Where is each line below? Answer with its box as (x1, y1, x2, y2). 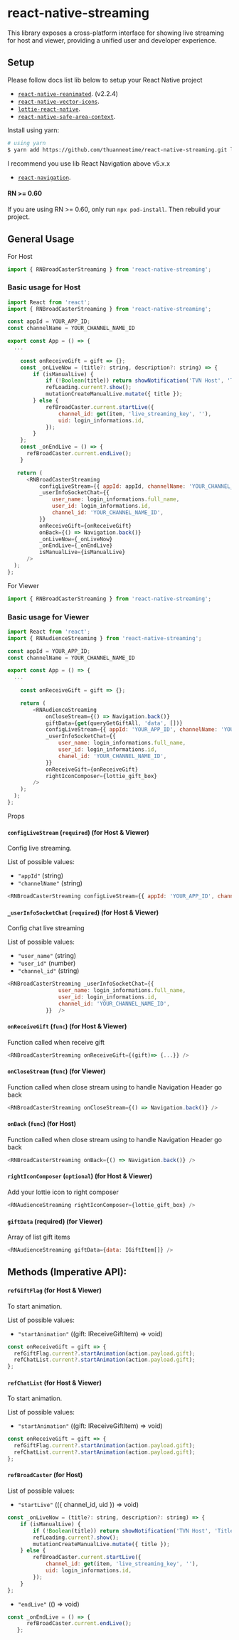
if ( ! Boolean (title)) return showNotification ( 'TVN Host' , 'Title (33, 1527, 234, 1534)
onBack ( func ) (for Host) (7, 1119, 77, 1128)
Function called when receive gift (7, 1038, 105, 1046)
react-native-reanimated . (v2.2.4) (17, 89, 119, 97)
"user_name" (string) (17, 952, 77, 960)
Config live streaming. (7, 844, 73, 853)
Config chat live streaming (7, 924, 85, 932)
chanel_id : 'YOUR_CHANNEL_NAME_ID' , (58, 752, 167, 760)
